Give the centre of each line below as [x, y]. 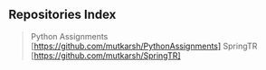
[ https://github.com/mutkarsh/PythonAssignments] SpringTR [144, 46]
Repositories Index [62, 15]
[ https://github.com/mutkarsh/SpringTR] [106, 55]
